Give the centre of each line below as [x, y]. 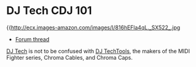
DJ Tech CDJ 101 [49, 11]
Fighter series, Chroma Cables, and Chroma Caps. [70, 57]
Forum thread [32, 39]
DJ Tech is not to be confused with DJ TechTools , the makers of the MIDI [98, 51]
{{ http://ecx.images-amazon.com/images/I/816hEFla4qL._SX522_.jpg [93, 27]
